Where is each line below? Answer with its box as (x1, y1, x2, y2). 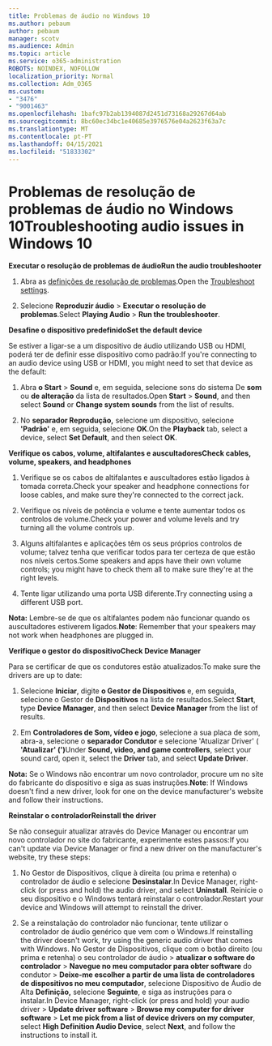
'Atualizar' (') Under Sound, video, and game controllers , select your (19, 745, 252, 755)
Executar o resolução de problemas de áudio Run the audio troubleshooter (8, 261, 262, 271)
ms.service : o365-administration (8, 58, 121, 66)
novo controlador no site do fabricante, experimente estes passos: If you (8, 835, 249, 845)
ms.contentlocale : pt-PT (8, 132, 92, 140)
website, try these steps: (8, 852, 91, 862)
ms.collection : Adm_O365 (8, 79, 92, 88)
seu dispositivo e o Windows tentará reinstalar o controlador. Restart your (19, 894, 264, 904)
